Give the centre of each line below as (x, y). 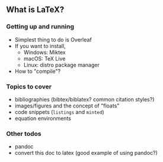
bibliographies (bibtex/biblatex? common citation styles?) (84, 99)
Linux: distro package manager (61, 65)
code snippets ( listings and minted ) (60, 112)
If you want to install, (40, 46)
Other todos (24, 134)
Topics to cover (29, 87)
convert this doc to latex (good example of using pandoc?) (86, 153)
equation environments (43, 118)
